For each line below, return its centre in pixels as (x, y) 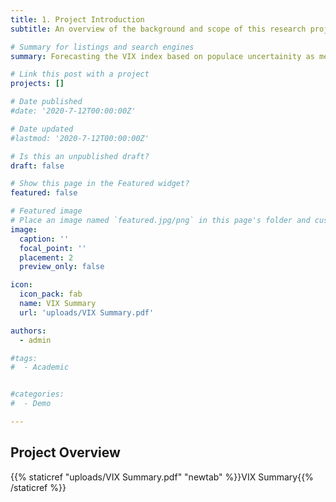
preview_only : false (62, 267)
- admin (35, 340)
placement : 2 (46, 257)
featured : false (44, 193)
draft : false (37, 166)
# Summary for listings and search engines (102, 47)
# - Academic (40, 367)
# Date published (46, 102)
